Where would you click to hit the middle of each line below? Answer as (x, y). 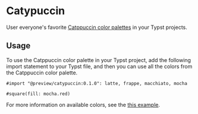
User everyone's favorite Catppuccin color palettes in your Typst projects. (97, 27)
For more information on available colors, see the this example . (83, 105)
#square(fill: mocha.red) (38, 94)
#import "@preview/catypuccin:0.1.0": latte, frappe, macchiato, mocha (97, 83)
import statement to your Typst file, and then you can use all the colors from (99, 66)
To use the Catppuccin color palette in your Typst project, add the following (99, 60)
